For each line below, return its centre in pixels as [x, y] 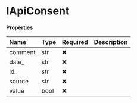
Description [111, 42]
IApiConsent [38, 11]
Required [75, 42]
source [19, 81]
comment [22, 52]
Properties [20, 27]
